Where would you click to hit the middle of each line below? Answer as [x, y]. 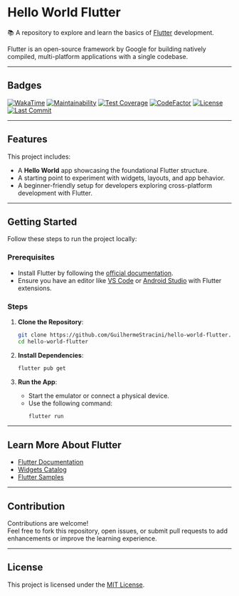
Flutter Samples [41, 477]
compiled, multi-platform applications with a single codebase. [98, 56]
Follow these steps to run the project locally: [72, 239]
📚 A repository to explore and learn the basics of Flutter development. [111, 32]
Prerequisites [31, 257]
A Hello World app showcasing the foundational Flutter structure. [113, 170]
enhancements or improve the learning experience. [83, 538]
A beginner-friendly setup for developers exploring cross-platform [115, 185]
